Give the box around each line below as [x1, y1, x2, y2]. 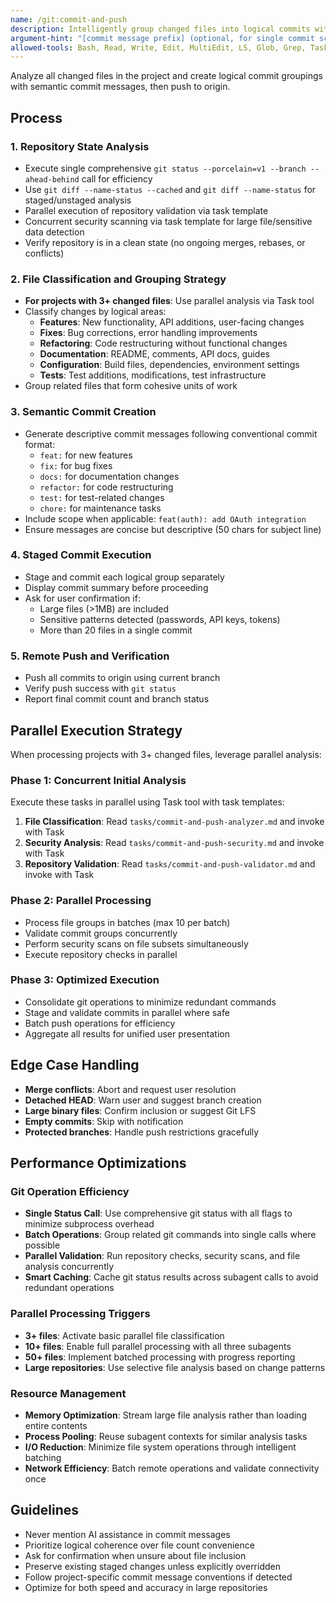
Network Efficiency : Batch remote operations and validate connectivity [24, 1462, 320, 1474]
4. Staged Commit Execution [10, 548, 152, 562]
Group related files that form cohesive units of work [24, 380, 238, 392]
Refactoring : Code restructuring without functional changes [39, 337, 288, 350]
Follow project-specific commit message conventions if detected [24, 1571, 293, 1583]
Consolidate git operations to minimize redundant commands [24, 996, 277, 1008]
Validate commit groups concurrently [24, 927, 178, 939]
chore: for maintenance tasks [39, 502, 162, 514]
